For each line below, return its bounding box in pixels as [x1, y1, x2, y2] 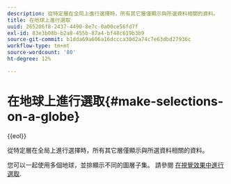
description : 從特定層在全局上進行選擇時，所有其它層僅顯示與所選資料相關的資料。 [7, 10, 219, 17]
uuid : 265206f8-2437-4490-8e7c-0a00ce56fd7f [7, 23, 138, 30]
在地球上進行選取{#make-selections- [7, 93, 224, 109]
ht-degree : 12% [7, 56, 51, 62]
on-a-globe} [7, 108, 80, 124]
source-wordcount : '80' [7, 49, 77, 56]
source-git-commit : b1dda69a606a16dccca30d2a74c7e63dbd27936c [7, 36, 191, 43]
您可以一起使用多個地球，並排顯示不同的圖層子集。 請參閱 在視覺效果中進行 [7, 160, 224, 169]
